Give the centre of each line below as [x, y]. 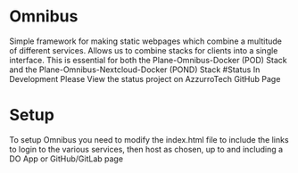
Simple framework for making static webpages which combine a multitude [146, 41]
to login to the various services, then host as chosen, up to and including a [146, 149]
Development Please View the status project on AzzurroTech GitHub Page [145, 78]
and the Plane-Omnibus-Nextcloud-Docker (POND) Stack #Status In [135, 70]
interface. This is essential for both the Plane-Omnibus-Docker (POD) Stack [148, 60]
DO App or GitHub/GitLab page [66, 159]
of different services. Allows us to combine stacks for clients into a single [144, 50]
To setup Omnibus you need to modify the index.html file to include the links [149, 139]
